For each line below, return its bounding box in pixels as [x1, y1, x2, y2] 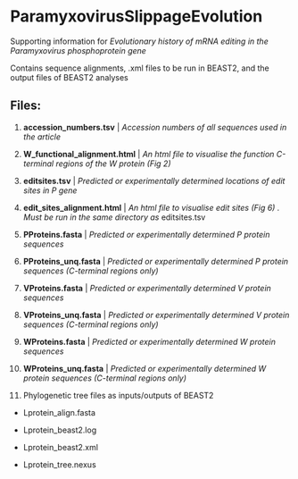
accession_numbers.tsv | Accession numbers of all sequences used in [22, 122, 287, 132]
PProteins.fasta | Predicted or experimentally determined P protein [22, 229, 270, 239]
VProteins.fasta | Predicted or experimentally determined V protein [22, 282, 271, 293]
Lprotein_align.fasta [22, 407, 96, 417]
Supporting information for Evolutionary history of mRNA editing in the [10, 36, 269, 46]
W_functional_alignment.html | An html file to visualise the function [22, 148, 275, 159]
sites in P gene [22, 185, 78, 196]
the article [22, 131, 62, 142]
